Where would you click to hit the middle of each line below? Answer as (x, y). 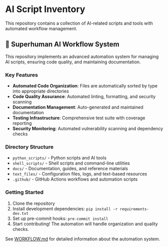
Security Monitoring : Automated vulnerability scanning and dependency (88, 129)
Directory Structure (29, 147)
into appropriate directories (41, 91)
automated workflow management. (41, 28)
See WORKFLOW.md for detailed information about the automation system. (83, 239)
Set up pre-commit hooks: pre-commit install (60, 218)
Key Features (22, 75)
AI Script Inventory (45, 9)
